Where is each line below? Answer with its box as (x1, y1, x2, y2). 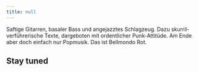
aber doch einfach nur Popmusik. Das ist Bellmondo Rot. (6, 38, 147, 45)
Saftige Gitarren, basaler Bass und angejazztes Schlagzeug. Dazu (6, 25, 170, 33)
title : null (6, 8, 36, 15)
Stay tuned (6, 56, 48, 67)
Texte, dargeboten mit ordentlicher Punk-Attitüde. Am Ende (44, 31, 192, 39)
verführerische (6, 31, 44, 39)
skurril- (171, 25, 190, 33)
